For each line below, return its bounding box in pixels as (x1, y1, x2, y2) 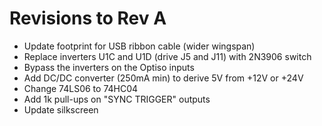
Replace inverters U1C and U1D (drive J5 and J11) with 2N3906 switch (23, 50, 312, 62)
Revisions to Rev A (9, 7, 167, 30)
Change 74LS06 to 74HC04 (23, 82, 139, 94)
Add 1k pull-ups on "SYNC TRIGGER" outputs (23, 93, 211, 105)
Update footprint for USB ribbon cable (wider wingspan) (23, 40, 256, 52)
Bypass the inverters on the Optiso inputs (23, 61, 195, 73)
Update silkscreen (23, 103, 99, 116)
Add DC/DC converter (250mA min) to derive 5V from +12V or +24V (23, 72, 304, 84)
